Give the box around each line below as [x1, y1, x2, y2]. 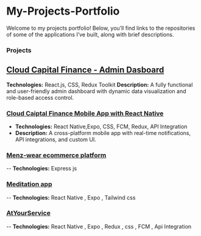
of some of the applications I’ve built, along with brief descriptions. [6, 30, 174, 38]
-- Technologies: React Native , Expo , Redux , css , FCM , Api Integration [6, 223, 192, 230]
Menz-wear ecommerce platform [6, 151, 107, 159]
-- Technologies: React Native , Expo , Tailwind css [6, 193, 136, 201]
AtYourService [6, 209, 51, 217]
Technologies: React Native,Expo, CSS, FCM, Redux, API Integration [15, 123, 188, 130]
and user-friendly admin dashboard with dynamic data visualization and [6, 87, 186, 95]
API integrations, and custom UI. [15, 136, 96, 143]
